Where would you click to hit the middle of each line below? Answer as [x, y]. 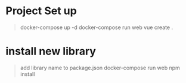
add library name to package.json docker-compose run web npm [100, 68]
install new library [51, 51]
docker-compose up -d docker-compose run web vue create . [97, 27]
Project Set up [41, 11]
